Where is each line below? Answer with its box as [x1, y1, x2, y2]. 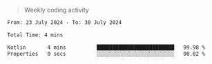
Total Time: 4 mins [7, 31, 64, 39]
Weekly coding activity [23, 6, 90, 14]
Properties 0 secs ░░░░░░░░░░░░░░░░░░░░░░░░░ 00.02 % [7, 50, 206, 57]
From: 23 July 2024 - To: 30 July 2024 [7, 19, 122, 26]
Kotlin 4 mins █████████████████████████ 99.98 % [7, 44, 206, 51]
